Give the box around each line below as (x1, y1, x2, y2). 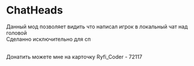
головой (6, 29, 27, 36)
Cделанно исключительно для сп (6, 35, 91, 42)
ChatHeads (6, 4, 64, 17)
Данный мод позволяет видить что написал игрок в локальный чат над (6, 23, 188, 30)
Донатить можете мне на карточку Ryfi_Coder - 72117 (6, 53, 143, 60)
